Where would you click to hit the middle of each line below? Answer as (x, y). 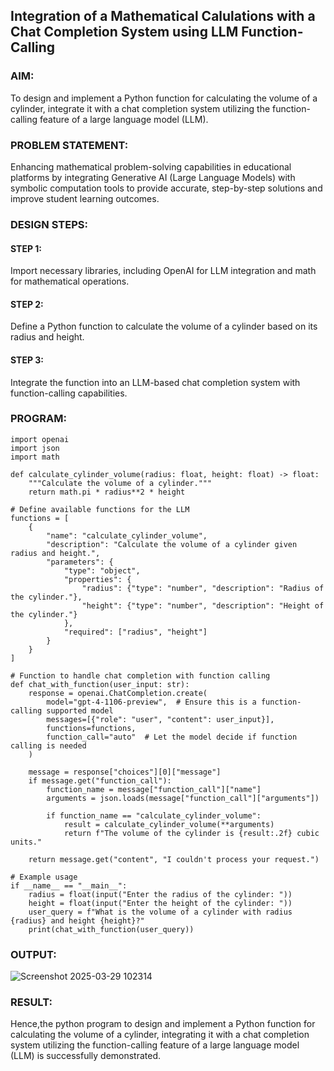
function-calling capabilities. (69, 393)
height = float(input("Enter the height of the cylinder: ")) (160, 903)
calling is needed (48, 745)
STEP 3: (27, 360)
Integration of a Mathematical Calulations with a (163, 16)
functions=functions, (91, 728)
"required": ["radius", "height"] (135, 632)
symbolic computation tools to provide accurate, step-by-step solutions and (166, 188)
